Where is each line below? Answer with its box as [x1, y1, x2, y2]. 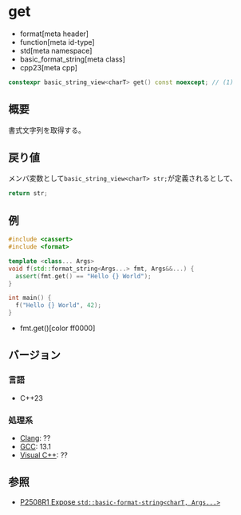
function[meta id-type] [19, 37, 95, 46]
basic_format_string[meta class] [19, 54, 126, 64]
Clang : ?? [19, 433, 51, 442]
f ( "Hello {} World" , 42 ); [15, 301, 102, 309]
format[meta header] [19, 29, 89, 38]
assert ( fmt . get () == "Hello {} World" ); [15, 272, 152, 280]
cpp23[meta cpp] [19, 62, 78, 72]
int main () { [8, 294, 52, 302]
